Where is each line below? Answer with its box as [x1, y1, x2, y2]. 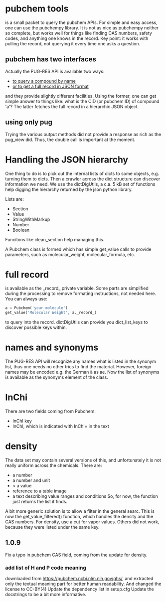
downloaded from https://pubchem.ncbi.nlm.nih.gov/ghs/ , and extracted [5, 576, 154, 582]
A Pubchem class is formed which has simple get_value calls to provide [5, 246, 152, 252]
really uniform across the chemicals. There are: [5, 462, 102, 468]
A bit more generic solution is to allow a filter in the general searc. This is [5, 508, 155, 514]
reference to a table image [12, 488, 67, 494]
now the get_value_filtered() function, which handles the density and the [5, 514, 154, 519]
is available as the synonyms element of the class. [5, 374, 108, 380]
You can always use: [5, 296, 47, 302]
